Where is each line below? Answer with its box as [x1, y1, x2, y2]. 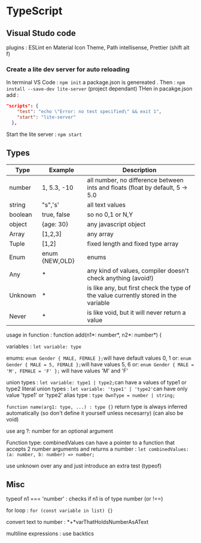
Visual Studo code [6, 28, 76, 38]
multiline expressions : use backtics [6, 530, 95, 537]
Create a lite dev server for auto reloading [6, 65, 130, 73]
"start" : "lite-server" [17, 114, 77, 120]
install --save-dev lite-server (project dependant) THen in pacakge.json [6, 85, 193, 92]
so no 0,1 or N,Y [87, 210, 133, 219]
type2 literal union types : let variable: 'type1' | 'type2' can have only [6, 385, 188, 392]
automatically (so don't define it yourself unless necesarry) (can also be [6, 409, 184, 417]
